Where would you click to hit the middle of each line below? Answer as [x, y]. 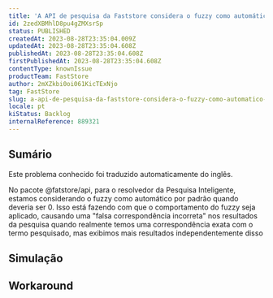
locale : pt [27, 106]
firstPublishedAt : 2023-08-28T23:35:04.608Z [85, 62]
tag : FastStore [34, 91]
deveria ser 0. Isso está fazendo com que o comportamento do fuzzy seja [132, 207]
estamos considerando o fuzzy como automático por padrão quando [123, 198]
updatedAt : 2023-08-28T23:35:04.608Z [72, 46]
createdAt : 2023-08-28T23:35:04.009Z [72, 39]
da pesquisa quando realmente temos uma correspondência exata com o [131, 224]
